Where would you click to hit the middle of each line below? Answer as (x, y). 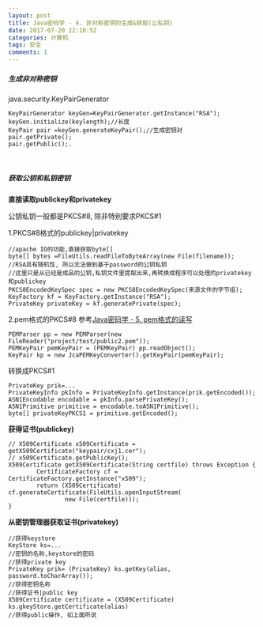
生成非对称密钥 (32, 78)
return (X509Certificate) (79, 485)
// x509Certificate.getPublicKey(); (68, 458)
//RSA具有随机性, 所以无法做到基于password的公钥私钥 (88, 264)
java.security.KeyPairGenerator (58, 99)
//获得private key (37, 562)
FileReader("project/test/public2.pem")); (79, 341)
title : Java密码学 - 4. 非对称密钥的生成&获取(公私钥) (91, 23)
